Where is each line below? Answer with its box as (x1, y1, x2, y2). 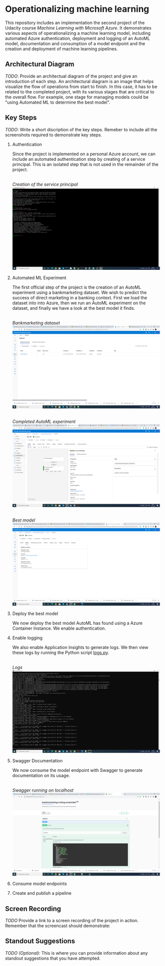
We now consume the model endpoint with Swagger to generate (12, 767, 143, 773)
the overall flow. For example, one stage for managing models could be (5, 94, 149, 100)
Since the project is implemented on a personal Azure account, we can (12, 151, 156, 157)
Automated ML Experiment (12, 274, 67, 281)
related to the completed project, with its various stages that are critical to (5, 88, 155, 94)
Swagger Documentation (12, 758, 63, 764)
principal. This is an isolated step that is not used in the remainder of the (12, 161, 159, 167)
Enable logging (12, 635, 43, 641)
